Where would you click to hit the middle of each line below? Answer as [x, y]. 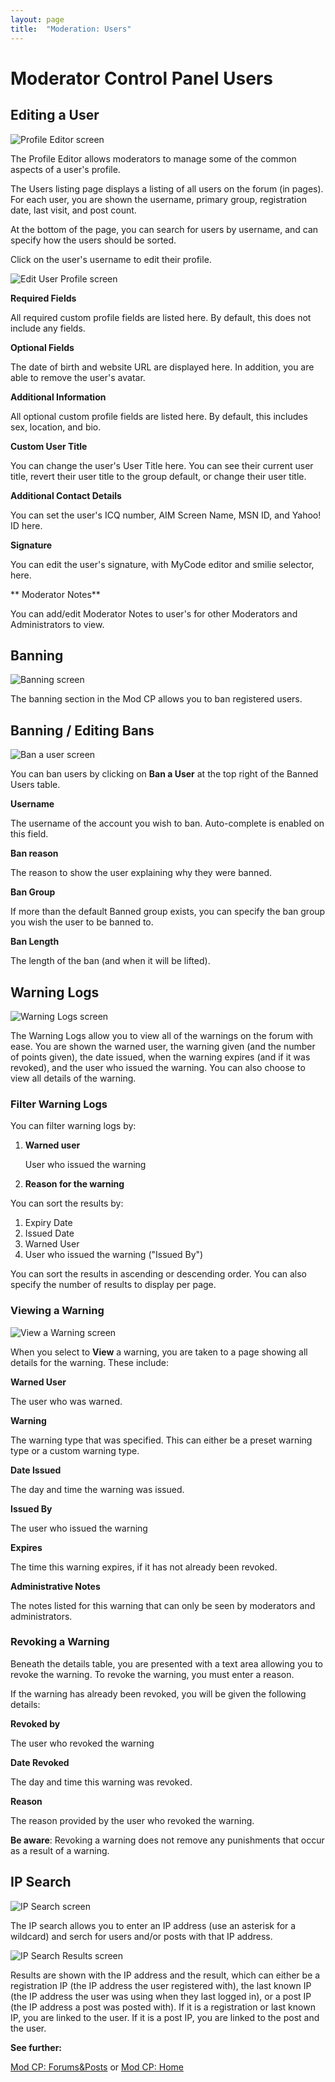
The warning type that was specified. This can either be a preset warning [161, 1440]
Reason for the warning [74, 1184]
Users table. [35, 785]
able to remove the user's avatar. [78, 377]
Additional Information [58, 397]
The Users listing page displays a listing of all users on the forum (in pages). [167, 188]
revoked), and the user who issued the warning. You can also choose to [158, 1067]
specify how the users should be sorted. [93, 240]
